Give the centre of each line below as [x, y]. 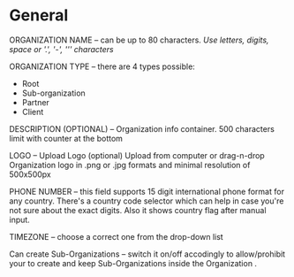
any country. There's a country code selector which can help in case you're [147, 201]
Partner [36, 102]
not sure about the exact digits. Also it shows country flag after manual [138, 210]
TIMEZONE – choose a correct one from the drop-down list [116, 236]
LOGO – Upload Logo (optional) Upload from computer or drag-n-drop [137, 155]
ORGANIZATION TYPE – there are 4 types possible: [102, 66]
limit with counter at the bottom [66, 138]
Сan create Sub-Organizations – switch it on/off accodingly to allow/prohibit [147, 254]
